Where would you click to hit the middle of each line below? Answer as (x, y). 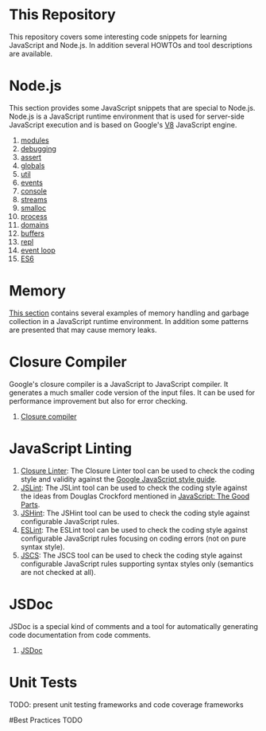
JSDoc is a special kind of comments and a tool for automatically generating (134, 626)
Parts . (30, 504)
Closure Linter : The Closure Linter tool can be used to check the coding (137, 471)
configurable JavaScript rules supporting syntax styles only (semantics (137, 564)
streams (34, 199)
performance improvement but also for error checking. (98, 401)
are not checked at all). (58, 572)
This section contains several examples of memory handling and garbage (129, 313)
